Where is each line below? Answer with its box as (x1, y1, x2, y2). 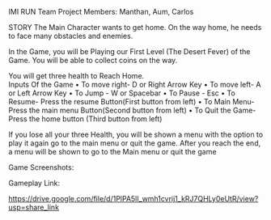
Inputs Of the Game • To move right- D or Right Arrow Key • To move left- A (8, 80, 261, 89)
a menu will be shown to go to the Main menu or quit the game (8, 147, 217, 156)
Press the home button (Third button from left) (8, 114, 163, 124)
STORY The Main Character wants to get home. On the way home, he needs (8, 23, 262, 32)
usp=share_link (8, 202, 59, 212)
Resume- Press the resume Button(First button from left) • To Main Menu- (8, 97, 255, 106)
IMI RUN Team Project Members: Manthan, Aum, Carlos (8, 7, 194, 16)
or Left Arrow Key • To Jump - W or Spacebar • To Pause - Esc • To (8, 88, 236, 98)
